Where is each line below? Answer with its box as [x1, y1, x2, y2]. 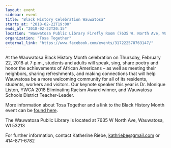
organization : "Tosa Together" [5, 36, 72, 41]
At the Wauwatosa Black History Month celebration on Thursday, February [5, 54, 161, 60]
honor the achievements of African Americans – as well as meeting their [5, 65, 156, 71]
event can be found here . [5, 107, 59, 113]
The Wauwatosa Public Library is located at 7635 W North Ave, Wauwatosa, [5, 117, 164, 123]
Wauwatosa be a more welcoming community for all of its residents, [5, 76, 148, 82]
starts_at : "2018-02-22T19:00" [5, 21, 72, 27]
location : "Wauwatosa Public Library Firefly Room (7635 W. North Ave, [5, 31, 160, 36]
